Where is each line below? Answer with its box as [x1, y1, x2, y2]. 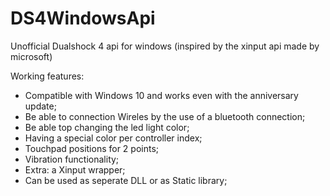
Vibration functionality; [24, 153, 120, 165]
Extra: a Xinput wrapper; [24, 163, 126, 176]
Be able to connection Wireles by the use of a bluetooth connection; [24, 110, 306, 122]
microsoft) [10, 50, 53, 62]
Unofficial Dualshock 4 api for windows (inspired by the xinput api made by [10, 40, 320, 52]
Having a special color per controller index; [24, 132, 203, 144]
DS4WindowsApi [10, 7, 156, 30]
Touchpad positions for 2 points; [24, 142, 160, 154]
